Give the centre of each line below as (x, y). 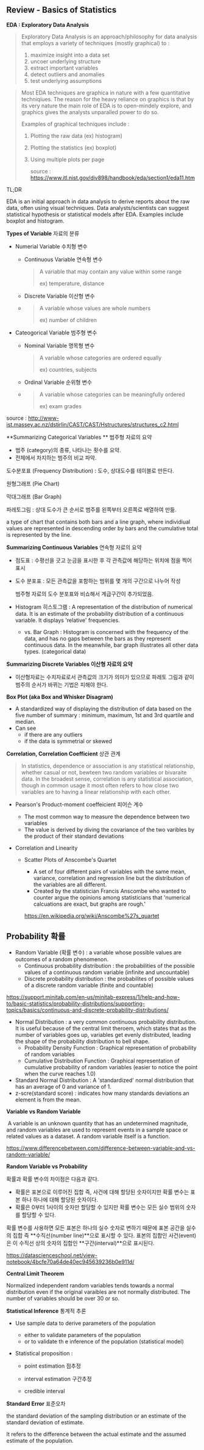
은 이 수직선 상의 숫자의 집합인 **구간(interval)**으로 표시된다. (81, 1243)
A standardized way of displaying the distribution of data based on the (103, 709)
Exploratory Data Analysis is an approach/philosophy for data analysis (109, 37)
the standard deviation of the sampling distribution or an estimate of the (96, 1416)
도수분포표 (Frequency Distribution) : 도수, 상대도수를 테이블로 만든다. (90, 471)
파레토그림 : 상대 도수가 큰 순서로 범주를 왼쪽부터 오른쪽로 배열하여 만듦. (91, 510)
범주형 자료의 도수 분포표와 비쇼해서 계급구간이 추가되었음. (84, 594)
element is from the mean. (48, 1099)
